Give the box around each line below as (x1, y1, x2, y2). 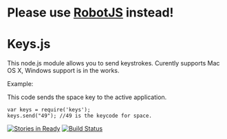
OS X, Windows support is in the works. (7, 67, 120, 75)
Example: (7, 80, 34, 88)
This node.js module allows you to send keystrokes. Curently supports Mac (7, 59, 220, 67)
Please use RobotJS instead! (7, 5, 174, 21)
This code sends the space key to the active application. (7, 93, 167, 101)
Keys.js (7, 36, 51, 52)
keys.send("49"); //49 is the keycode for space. (7, 112, 153, 120)
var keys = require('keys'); (7, 107, 91, 114)
